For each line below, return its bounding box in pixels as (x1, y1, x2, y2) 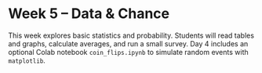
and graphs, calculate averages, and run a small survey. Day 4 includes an (8, 38, 249, 48)
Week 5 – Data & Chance (8, 5, 170, 23)
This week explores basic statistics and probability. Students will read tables (8, 31, 255, 40)
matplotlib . (8, 56, 45, 65)
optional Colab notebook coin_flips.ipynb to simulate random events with (8, 47, 249, 57)
